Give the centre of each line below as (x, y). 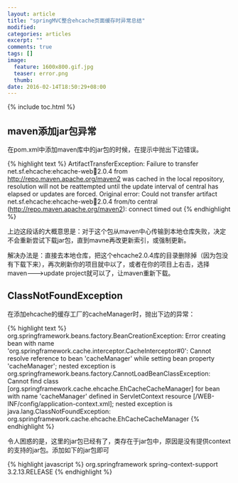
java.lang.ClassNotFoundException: (59, 411)
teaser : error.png (41, 73)
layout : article (31, 14)
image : (17, 60)
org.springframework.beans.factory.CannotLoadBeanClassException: (109, 373)
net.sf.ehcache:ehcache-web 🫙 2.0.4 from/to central (83, 202)
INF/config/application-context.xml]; (61, 403)
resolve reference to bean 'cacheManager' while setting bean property (111, 358)
